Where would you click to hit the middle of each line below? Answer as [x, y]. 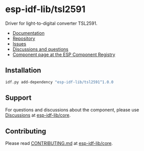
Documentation [28, 33]
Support [18, 98]
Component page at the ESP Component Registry [64, 55]
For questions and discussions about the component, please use [72, 110]
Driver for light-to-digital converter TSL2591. [51, 23]
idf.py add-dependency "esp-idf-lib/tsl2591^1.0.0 [59, 82]
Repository [24, 38]
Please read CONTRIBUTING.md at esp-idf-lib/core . [59, 143]
